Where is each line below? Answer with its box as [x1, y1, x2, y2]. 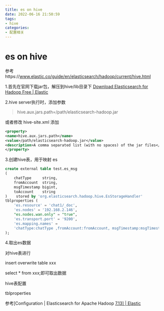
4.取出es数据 [5, 240, 31, 246]
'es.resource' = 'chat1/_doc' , [14, 203, 78, 208]
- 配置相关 [5, 30, 24, 35]
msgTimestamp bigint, [14, 184, 58, 189]
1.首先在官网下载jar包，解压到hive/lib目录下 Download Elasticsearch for [5, 83, 148, 89]
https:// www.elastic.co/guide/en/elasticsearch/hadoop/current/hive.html [5, 73, 151, 79]
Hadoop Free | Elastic [5, 89, 48, 95]
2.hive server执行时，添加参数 [5, 99, 66, 105]
